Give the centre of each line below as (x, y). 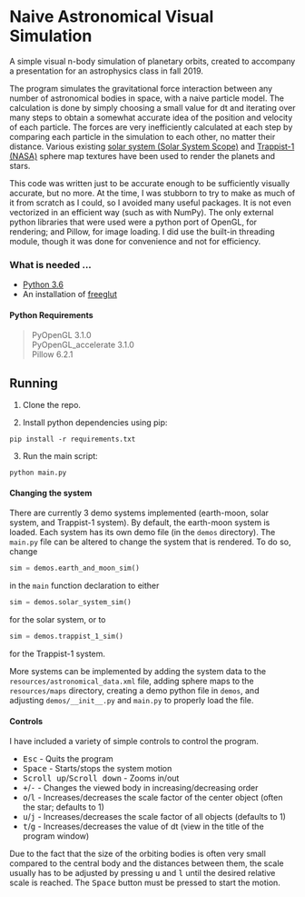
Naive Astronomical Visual (112, 17)
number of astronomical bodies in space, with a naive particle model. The (147, 98)
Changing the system (51, 493)
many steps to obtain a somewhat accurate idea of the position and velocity (151, 117)
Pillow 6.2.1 (52, 354)
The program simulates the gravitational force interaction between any (141, 88)
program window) (56, 836)
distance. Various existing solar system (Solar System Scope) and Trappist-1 (152, 146)
